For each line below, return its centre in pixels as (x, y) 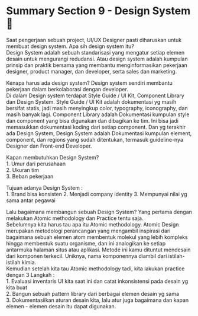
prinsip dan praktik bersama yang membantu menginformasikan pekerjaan (97, 65)
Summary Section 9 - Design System (98, 11)
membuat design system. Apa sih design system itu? (70, 46)
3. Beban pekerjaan (30, 176)
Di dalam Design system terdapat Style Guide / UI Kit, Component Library (95, 95)
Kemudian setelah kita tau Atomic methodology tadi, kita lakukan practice (95, 269)
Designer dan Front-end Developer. (49, 146)
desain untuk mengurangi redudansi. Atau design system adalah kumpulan (97, 59)
